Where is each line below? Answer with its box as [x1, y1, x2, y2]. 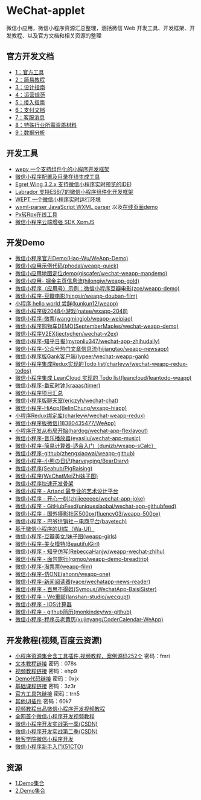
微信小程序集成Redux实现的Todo [14, 360, 97, 368]
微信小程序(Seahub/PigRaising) [14, 465, 93, 472]
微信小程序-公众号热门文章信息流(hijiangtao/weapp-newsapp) [14, 345, 169, 353]
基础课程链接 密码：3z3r [14, 683, 77, 690]
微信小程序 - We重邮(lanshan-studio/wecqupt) [14, 593, 131, 601]
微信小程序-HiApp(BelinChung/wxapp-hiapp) [14, 405, 127, 412]
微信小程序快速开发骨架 [14, 480, 74, 487]
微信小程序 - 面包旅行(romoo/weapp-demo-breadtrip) [14, 555, 149, 563]
